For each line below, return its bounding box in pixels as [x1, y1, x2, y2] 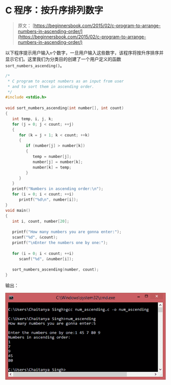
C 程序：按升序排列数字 [5, 5, 103, 16]
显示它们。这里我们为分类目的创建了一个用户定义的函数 [5, 56, 121, 62]
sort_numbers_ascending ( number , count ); [12, 267, 99, 272]
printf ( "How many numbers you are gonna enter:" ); [12, 229, 122, 235]
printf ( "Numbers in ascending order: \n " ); [12, 186, 103, 191]
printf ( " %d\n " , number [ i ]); [18, 197, 79, 202]
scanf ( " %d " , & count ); [12, 235, 58, 240]
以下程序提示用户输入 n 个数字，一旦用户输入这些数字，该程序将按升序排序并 [5, 50, 164, 56]
